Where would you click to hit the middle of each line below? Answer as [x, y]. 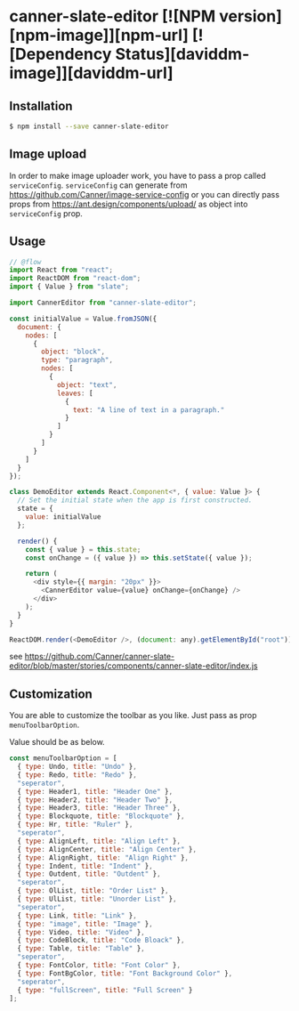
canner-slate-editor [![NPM [113, 16]
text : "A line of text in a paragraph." [149, 410]
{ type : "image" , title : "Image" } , [85, 924]
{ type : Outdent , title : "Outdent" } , [89, 874]
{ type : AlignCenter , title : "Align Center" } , [107, 849]
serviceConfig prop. [46, 213]
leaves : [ [75, 393]
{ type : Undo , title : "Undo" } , [77, 767]
